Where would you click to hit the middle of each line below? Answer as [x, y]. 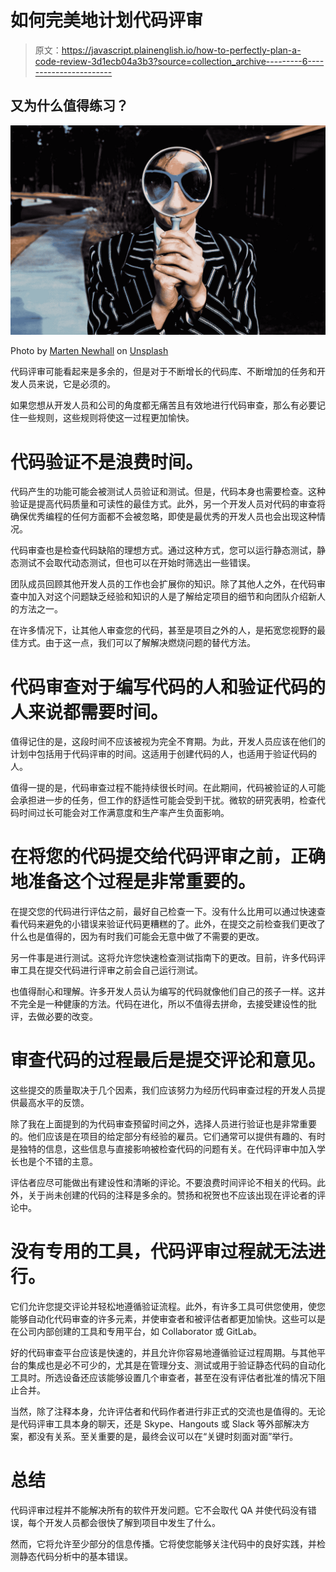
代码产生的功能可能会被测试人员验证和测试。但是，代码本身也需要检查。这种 [168, 492]
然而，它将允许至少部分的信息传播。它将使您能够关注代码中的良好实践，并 [163, 1544]
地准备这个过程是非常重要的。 [133, 882]
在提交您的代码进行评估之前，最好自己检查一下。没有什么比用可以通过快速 [163, 912]
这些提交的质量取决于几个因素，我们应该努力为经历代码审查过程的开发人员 [163, 1090]
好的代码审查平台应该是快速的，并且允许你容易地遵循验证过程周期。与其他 [163, 1353]
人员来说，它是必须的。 [67, 384]
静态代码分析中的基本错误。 [75, 1557]
